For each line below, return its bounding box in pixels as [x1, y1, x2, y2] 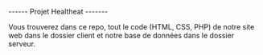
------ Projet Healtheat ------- [8, 7, 109, 16]
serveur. [8, 39, 36, 49]
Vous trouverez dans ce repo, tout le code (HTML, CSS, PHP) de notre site [8, 22, 255, 31]
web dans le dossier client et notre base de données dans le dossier [8, 31, 235, 40]
